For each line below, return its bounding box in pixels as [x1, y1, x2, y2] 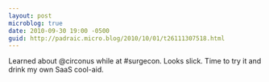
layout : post [8, 11, 52, 20]
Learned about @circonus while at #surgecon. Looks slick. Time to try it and [8, 56, 262, 66]
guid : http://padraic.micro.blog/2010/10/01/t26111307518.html [8, 34, 226, 43]
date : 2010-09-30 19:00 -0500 [8, 27, 110, 35]
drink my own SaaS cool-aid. [8, 65, 105, 75]
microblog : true [8, 19, 63, 27]
